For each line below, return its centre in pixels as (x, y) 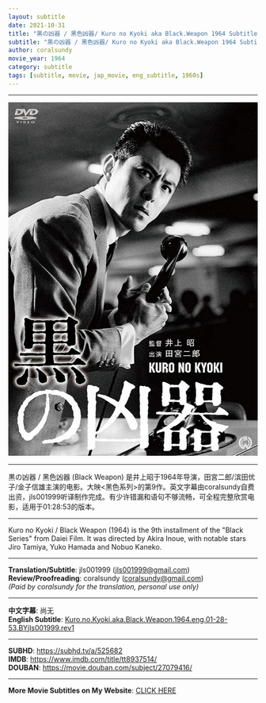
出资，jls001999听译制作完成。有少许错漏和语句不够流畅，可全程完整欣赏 (128, 496)
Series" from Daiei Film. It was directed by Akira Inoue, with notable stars (127, 538)
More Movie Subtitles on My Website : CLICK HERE (92, 690)
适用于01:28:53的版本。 (60, 506)
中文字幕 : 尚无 (31, 610)
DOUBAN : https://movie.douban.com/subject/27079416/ (100, 667)
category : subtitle (40, 68)
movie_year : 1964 (37, 59)
